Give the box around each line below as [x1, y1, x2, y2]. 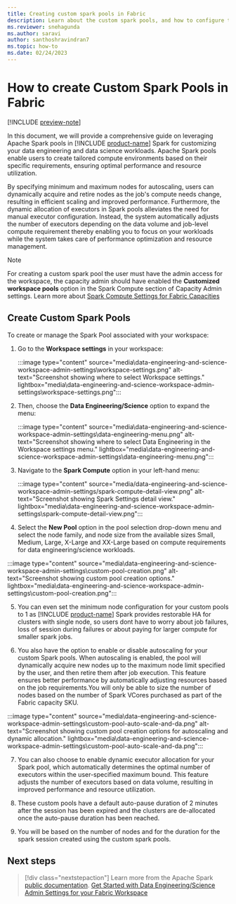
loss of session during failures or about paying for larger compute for [17, 624, 218, 633]
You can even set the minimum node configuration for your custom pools [17, 602, 229, 611]
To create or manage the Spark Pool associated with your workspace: [7, 331, 209, 339]
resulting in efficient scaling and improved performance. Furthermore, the [7, 197, 221, 206]
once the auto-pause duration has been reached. [17, 813, 160, 822]
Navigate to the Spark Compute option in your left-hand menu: [17, 466, 200, 474]
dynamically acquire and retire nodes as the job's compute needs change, [7, 190, 222, 198]
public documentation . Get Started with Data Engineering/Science [24, 881, 216, 889]
